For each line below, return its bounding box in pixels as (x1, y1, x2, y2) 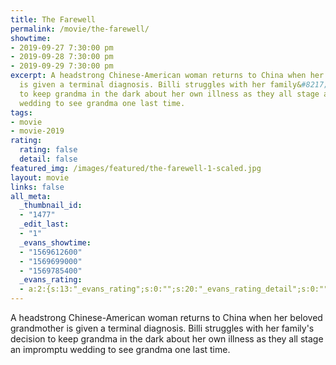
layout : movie (10, 172, 70, 183)
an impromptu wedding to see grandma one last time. (10, 344, 231, 355)
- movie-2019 (10, 126, 65, 136)
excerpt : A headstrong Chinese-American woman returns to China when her (10, 71, 325, 81)
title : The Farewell (10, 14, 97, 25)
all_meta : (10, 191, 52, 201)
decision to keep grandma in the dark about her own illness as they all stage (10, 333, 324, 345)
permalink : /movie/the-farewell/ (10, 24, 150, 34)
